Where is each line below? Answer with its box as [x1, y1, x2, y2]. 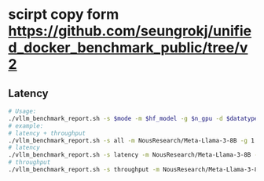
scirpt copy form [8, 5, 119, 24]
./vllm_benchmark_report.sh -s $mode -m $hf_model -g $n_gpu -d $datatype [8, 114, 258, 122]
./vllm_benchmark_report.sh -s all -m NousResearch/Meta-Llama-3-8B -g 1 [8, 136, 255, 144]
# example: [8, 121, 44, 130]
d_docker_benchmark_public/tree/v [8, 39, 248, 56]
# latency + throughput [8, 129, 86, 137]
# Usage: [8, 107, 37, 115]
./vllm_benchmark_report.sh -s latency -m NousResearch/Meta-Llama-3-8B [8, 151, 251, 159]
